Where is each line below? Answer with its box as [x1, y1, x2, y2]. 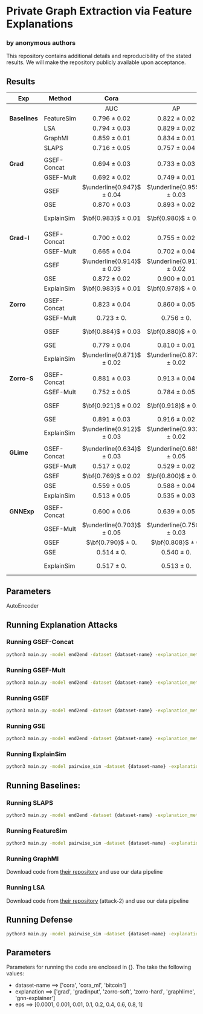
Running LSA [6, 883, 45, 892]
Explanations [6, 17, 74, 31]
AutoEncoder [6, 602, 39, 609]
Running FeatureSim [6, 827, 68, 835]
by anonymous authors [6, 39, 76, 47]
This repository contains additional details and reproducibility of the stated [6, 53, 192, 60]
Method [48, 94, 72, 103]
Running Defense [6, 915, 73, 925]
